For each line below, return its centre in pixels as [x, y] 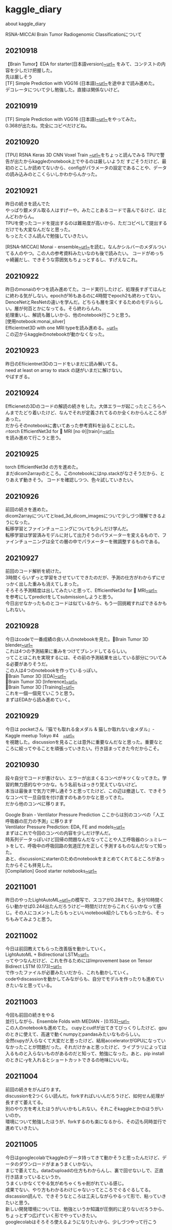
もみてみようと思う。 [32, 919]
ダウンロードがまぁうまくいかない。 [57, 1164]
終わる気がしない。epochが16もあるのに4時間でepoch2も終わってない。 [85, 296]
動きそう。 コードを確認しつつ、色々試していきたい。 [80, 480]
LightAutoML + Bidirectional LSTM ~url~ [47, 954]
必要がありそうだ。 [30, 664]
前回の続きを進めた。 [28, 510]
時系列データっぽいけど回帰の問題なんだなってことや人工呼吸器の [75, 839]
